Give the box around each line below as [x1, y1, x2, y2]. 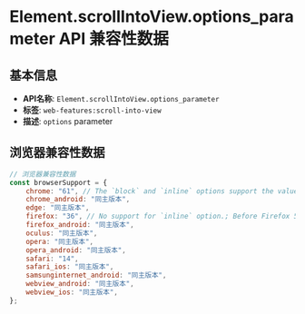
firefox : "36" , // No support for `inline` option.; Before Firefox [25, 211, 290, 221]
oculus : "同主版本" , [25, 229, 98, 238]
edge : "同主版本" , [25, 203, 90, 212]
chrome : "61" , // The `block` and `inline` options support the [25, 186, 274, 196]
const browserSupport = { [9, 178, 107, 187]
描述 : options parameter [22, 116, 113, 126]
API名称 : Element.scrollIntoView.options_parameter [22, 93, 220, 103]
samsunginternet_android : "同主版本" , [25, 270, 167, 280]
